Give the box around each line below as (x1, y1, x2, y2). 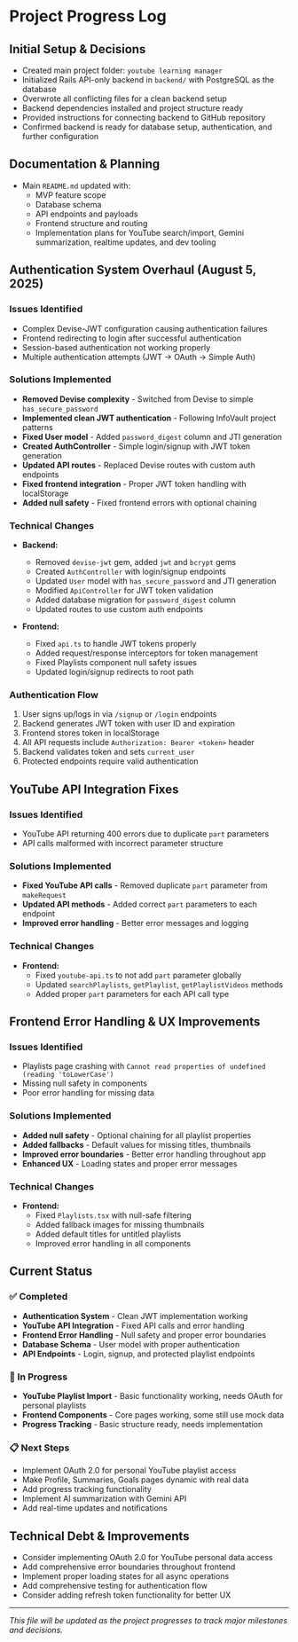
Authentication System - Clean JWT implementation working (21, 1310, 248, 1321)
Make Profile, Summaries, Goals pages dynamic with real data (21, 1474, 249, 1485)
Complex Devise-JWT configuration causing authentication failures (21, 323, 268, 334)
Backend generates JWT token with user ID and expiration (21, 719, 236, 729)
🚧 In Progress (9, 1371, 68, 1383)
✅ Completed (9, 1291, 68, 1303)
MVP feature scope (35, 189, 106, 200)
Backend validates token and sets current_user (21, 747, 195, 758)
